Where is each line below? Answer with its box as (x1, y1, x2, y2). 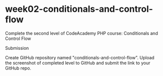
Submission (5, 45, 29, 51)
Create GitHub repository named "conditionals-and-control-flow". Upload (5, 54, 155, 60)
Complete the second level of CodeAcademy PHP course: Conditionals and (5, 30, 158, 36)
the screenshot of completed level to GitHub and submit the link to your (5, 60, 151, 66)
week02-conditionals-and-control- (5, 3, 153, 15)
